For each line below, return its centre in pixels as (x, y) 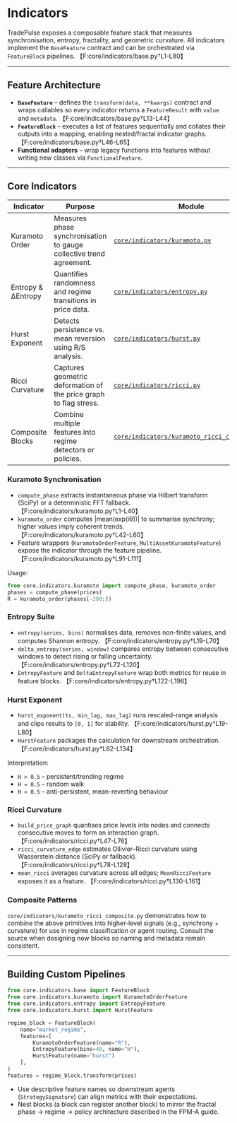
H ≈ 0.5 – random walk (51, 784)
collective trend (80, 254)
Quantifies (71, 274)
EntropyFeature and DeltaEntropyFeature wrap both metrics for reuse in (122, 672)
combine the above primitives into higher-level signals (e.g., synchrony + (113, 923)
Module (191, 206)
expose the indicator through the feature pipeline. (90, 550)
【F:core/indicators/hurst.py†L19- (180, 724)
